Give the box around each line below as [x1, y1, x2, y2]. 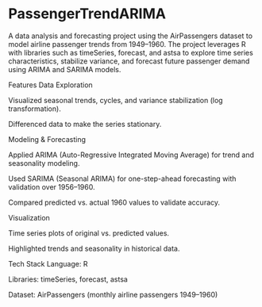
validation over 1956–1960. [8, 182, 95, 191]
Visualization [8, 213, 50, 222]
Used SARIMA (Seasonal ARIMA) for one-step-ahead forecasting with [8, 174, 237, 183]
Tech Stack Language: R [8, 259, 88, 268]
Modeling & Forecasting [8, 134, 86, 144]
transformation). [8, 104, 61, 113]
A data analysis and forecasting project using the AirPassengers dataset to [8, 31, 252, 40]
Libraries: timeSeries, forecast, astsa [8, 274, 129, 284]
